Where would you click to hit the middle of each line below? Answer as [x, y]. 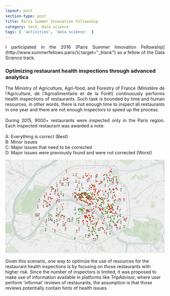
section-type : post [26, 16]
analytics [17, 77]
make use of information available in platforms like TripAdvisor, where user [83, 277]
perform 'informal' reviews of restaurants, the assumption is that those [79, 283]
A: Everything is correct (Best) [37, 137]
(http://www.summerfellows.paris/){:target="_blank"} [61, 53]
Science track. [20, 58]
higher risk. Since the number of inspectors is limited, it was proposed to [81, 272]
